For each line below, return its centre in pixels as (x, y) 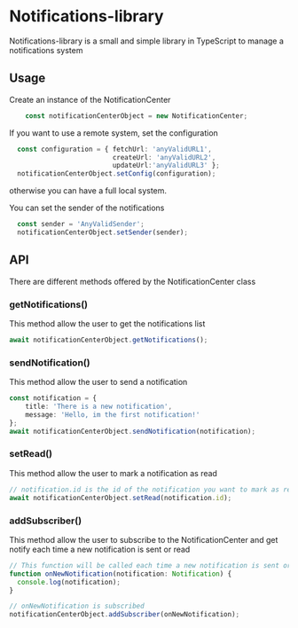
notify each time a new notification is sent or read (100, 549)
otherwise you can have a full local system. (88, 191)
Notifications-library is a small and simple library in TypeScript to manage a (146, 41)
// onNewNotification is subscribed (77, 606)
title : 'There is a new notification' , (99, 407)
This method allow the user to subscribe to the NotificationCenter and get (144, 539)
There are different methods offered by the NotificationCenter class (133, 281)
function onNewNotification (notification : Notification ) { (121, 574)
